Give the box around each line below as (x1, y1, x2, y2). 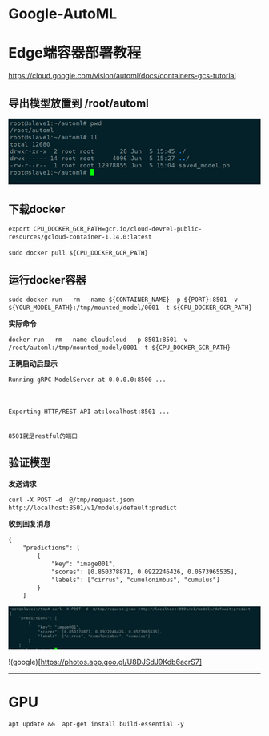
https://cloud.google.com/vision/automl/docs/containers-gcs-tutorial (8, 71, 236, 81)
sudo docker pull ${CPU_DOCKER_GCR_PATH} (8, 249, 149, 257)
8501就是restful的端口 (8, 432, 78, 440)
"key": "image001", (50, 560, 116, 568)
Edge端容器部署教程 (8, 44, 142, 62)
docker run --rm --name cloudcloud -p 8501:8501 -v (8, 336, 188, 344)
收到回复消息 (8, 518, 50, 529)
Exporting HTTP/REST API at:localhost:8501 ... (8, 408, 171, 416)
